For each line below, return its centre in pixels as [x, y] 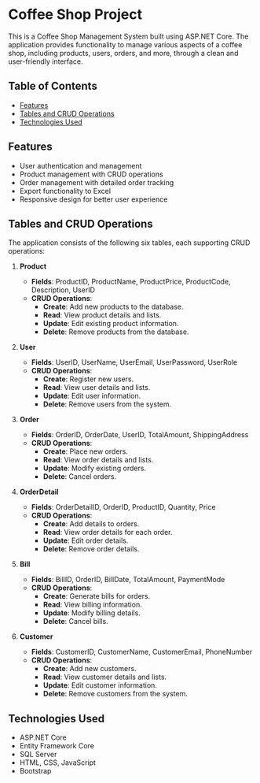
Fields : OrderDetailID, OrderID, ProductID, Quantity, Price [123, 507]
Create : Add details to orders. [91, 524]
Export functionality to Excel [65, 191]
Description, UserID [63, 290]
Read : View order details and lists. [98, 460]
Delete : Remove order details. [91, 549]
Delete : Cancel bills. [75, 622]
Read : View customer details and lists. [105, 677]
